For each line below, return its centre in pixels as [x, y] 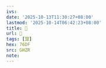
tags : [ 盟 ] [19, 39]
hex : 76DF [18, 45]
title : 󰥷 [17, 28]
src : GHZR [18, 50]
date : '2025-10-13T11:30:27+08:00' [50, 17]
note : [13, 56]
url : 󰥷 [14, 34]
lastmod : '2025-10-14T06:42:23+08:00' [54, 22]
